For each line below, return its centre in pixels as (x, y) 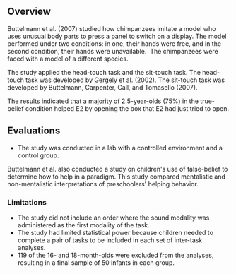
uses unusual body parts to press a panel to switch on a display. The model (117, 36)
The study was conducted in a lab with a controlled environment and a (120, 148)
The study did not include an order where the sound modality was (113, 218)
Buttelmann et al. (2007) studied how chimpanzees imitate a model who (112, 28)
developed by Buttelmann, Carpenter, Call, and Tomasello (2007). (102, 87)
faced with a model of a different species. (68, 59)
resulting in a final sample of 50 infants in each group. (96, 262)
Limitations (27, 202)
